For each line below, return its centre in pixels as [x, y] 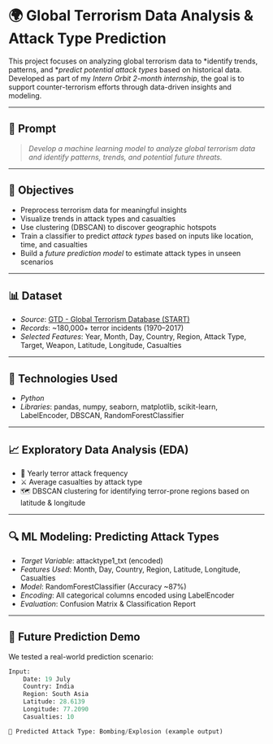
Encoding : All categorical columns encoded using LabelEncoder [127, 595]
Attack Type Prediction [87, 39]
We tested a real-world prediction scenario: [81, 656]
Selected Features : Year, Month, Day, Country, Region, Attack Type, [133, 337]
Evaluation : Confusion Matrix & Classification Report [108, 603]
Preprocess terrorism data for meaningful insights [103, 210]
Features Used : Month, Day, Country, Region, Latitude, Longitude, [130, 569]
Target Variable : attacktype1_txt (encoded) [92, 560]
